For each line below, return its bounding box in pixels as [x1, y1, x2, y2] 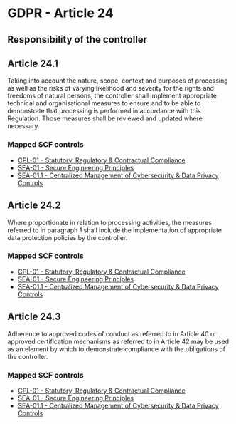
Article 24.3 [7, 311, 62, 323]
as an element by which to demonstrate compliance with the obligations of [7, 344, 226, 353]
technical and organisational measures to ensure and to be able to [7, 99, 201, 108]
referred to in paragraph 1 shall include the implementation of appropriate [7, 226, 222, 234]
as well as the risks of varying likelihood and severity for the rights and [7, 84, 215, 93]
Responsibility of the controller [7, 33, 148, 46]
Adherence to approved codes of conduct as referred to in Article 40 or [7, 329, 217, 338]
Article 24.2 [7, 200, 62, 212]
